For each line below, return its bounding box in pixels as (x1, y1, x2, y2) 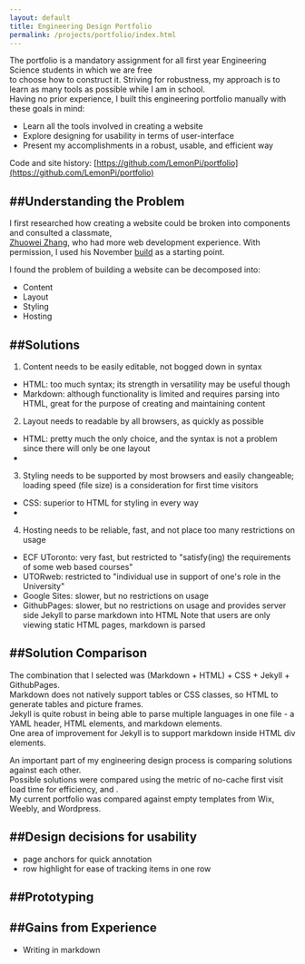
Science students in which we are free (9, 64, 152, 75)
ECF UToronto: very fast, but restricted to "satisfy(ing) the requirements (22, 552, 291, 563)
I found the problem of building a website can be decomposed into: (9, 264, 261, 275)
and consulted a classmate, (9, 228, 113, 239)
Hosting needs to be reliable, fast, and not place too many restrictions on (22, 525, 295, 536)
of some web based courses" (22, 562, 133, 572)
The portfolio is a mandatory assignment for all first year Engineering (9, 55, 267, 66)
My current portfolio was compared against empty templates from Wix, (9, 793, 275, 804)
